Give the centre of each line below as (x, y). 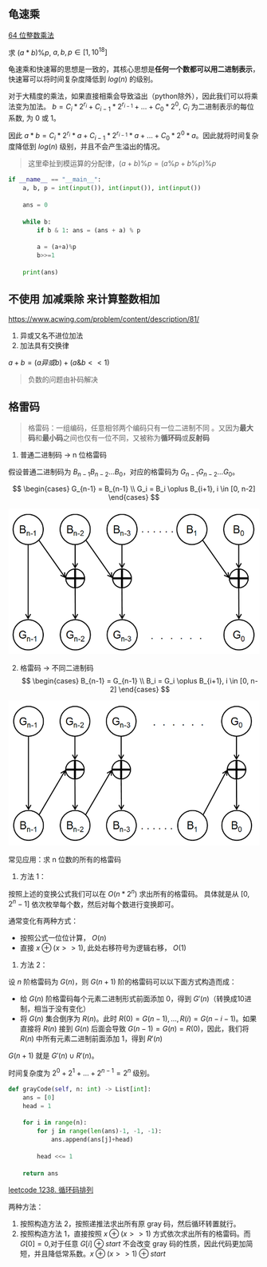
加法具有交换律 (44, 345)
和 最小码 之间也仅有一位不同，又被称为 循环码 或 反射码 (122, 438)
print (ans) (41, 272)
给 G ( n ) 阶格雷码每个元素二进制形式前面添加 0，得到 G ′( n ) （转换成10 (132, 999)
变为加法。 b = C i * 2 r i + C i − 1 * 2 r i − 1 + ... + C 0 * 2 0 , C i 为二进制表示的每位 (134, 107)
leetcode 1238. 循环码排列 (51, 1190)
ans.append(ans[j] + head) (92, 1140)
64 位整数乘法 (31, 35)
